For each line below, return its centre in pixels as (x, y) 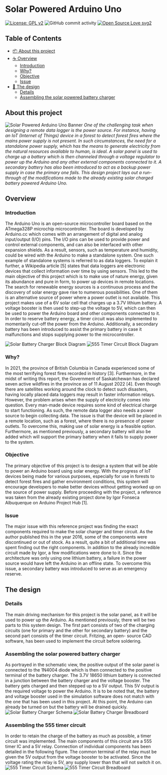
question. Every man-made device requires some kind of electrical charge (81, 405)
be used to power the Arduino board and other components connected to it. (83, 313)
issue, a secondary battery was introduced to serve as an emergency (76, 569)
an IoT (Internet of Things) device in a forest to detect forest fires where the (83, 135)
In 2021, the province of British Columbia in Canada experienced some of (80, 368)
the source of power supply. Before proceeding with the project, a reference (83, 492)
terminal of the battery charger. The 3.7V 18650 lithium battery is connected (83, 676)
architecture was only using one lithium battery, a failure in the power (76, 558)
